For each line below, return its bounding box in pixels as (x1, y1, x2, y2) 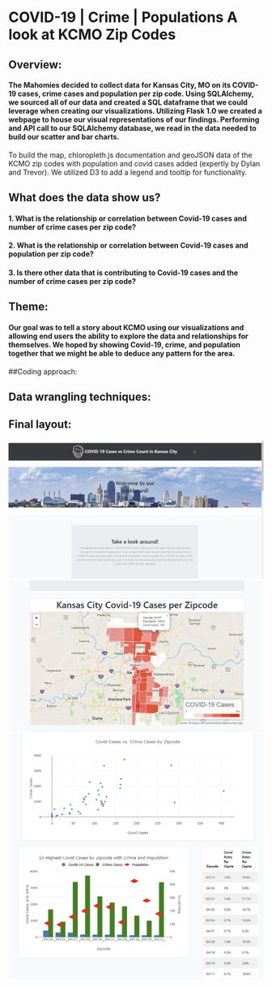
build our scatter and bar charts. (8, 132, 120, 142)
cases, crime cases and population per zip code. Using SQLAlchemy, (17, 89, 254, 99)
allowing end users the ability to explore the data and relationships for (8, 331, 249, 341)
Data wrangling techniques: (8, 390, 151, 403)
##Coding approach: (8, 366, 78, 377)
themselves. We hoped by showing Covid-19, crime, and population (8, 339, 241, 349)
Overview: (8, 58, 62, 71)
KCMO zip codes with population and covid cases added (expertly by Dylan (8, 158, 261, 168)
